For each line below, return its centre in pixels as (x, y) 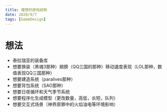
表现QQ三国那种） (36, 73)
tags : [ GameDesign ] (26, 19)
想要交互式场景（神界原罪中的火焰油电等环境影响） (65, 104)
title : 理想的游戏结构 (26, 10)
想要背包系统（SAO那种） (39, 85)
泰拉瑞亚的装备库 (30, 60)
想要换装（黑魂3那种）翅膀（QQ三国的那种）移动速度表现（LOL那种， (85, 67)
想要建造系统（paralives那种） (44, 79)
